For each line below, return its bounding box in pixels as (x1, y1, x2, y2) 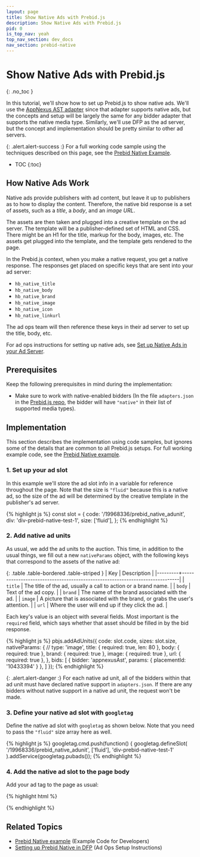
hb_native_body (14, 287, 53, 293)
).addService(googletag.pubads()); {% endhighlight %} (6, 753, 141, 760)
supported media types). (14, 405, 76, 412)
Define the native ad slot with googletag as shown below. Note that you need (6, 722, 195, 729)
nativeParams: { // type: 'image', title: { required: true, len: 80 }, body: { (6, 643, 180, 650)
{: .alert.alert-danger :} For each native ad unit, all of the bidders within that (6, 674, 191, 682)
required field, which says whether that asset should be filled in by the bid (6, 619, 189, 626)
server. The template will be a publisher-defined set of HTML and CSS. (6, 225, 180, 232)
